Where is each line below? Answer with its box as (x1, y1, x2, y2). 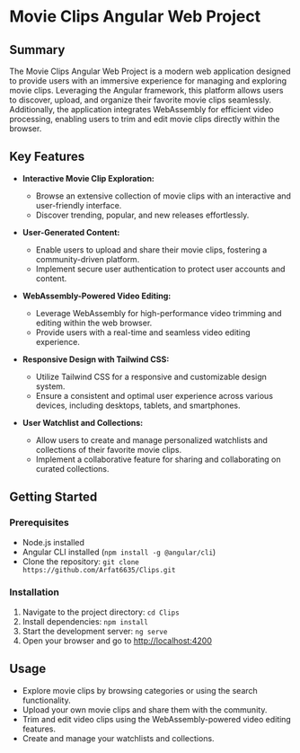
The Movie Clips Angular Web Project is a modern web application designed (9, 66, 291, 76)
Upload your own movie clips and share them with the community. (22, 704, 268, 715)
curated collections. (35, 463, 110, 474)
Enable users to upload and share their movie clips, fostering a (35, 244, 268, 255)
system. (35, 380, 66, 392)
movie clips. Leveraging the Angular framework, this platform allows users (9, 85, 284, 95)
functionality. (22, 695, 71, 705)
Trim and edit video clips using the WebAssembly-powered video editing (22, 713, 292, 724)
